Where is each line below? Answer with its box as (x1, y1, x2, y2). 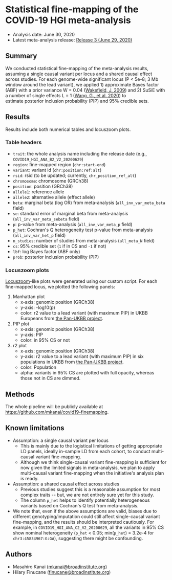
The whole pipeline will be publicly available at (5, 403, 103, 410)
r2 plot (12, 343, 27, 349)
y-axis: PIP (20, 331, 44, 338)
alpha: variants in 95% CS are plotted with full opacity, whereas (20, 370, 155, 376)
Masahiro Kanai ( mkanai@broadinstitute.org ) (12, 564, 107, 570)
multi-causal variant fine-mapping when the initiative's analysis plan (20, 470, 164, 476)
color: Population (20, 364, 57, 370)
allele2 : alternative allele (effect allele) (12, 194, 96, 200)
